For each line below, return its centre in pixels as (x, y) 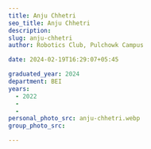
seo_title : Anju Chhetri (49, 23)
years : (19, 88)
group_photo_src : (37, 126)
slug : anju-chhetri (41, 38)
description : (30, 30)
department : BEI (35, 81)
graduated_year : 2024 (44, 74)
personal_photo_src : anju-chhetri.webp (74, 119)
